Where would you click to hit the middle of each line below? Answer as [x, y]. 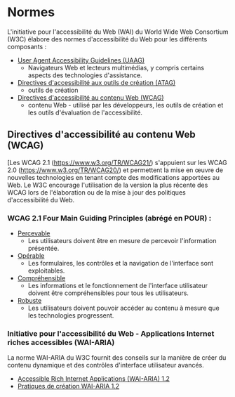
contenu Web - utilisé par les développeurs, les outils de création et [126, 105]
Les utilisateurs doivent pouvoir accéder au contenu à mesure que [123, 308]
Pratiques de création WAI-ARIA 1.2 [68, 386]
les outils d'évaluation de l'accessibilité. [85, 112]
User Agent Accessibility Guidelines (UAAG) [81, 60]
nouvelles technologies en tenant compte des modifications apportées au [113, 177]
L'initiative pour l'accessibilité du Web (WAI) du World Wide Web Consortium [118, 32]
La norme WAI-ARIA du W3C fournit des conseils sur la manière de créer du [117, 358]
